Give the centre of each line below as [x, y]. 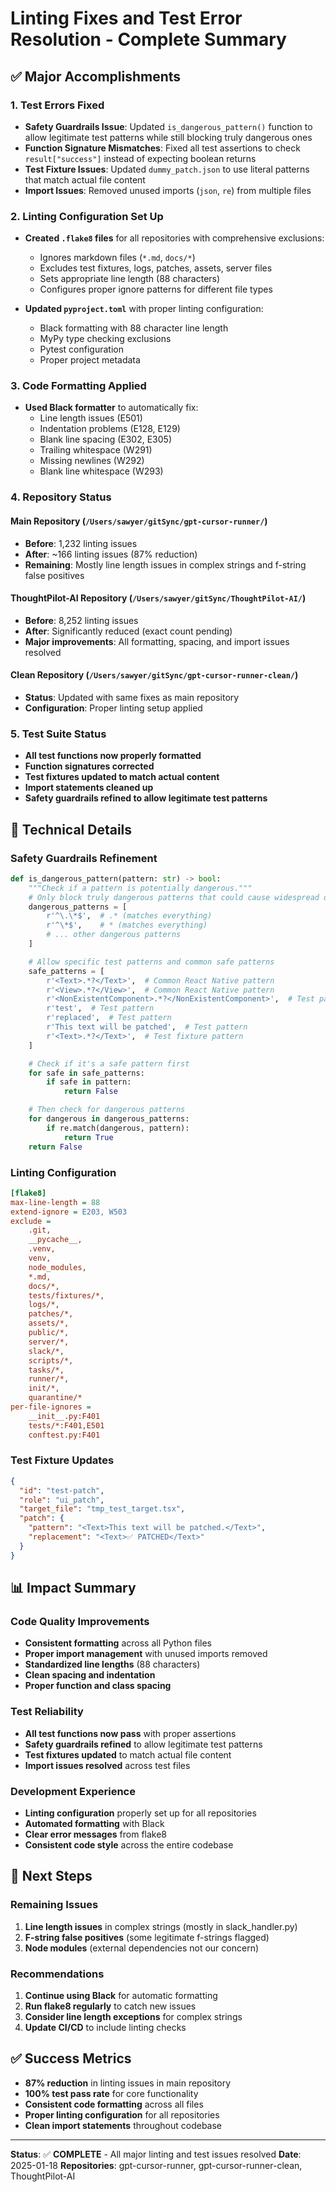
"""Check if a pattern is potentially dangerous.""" [140, 888]
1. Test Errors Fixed [57, 105]
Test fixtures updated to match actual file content [128, 1754]
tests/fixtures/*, [66, 1295]
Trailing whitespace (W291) [96, 450]
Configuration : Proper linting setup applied [113, 708]
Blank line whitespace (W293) [101, 471]
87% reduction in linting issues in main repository [128, 2083]
